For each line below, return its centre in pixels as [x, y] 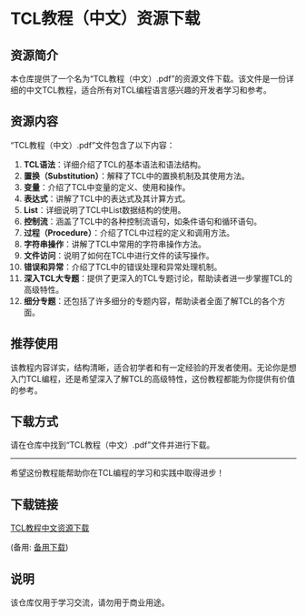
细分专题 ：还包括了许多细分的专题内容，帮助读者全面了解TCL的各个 [150, 300]
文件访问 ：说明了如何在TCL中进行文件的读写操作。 [118, 255]
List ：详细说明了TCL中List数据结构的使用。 [104, 209]
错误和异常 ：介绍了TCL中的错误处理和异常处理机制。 [123, 267]
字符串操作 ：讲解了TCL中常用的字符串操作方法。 [115, 244]
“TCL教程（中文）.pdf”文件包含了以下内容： [93, 145]
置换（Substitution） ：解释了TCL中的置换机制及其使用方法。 [137, 176]
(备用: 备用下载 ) [39, 548]
